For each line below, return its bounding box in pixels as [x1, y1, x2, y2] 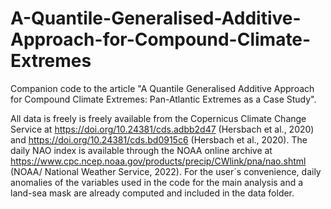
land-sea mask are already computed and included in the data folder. [10, 187, 295, 199]
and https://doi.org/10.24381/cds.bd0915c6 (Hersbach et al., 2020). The [10, 133, 308, 146]
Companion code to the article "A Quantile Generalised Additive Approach [10, 82, 315, 94]
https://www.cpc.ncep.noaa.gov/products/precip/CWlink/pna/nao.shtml [10, 155, 307, 167]
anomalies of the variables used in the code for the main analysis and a [10, 176, 304, 188]
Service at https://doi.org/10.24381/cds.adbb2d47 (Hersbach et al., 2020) [10, 123, 315, 135]
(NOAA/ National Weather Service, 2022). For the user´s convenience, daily [10, 165, 322, 177]
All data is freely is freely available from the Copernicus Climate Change [10, 112, 307, 124]
